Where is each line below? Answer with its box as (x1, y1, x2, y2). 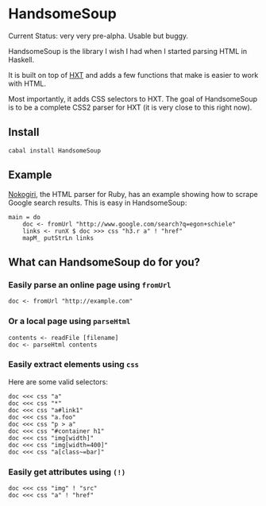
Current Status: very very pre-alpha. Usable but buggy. (8, 31, 189, 41)
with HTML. (8, 79, 46, 88)
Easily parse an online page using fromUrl (8, 279, 172, 290)
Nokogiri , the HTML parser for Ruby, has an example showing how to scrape (8, 189, 258, 199)
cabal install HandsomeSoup (8, 146, 102, 155)
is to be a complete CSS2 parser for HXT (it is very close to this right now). (8, 102, 253, 112)
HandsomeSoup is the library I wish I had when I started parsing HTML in (8, 46, 248, 56)
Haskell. (8, 55, 35, 64)
